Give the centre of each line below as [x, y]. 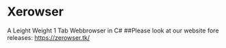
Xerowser [35, 12]
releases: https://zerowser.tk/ [49, 37]
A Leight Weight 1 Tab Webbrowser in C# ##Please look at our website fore [113, 30]
